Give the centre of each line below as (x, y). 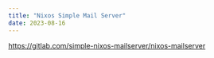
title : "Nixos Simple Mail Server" (67, 15)
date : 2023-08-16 (37, 23)
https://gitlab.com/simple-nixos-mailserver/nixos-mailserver (107, 45)
